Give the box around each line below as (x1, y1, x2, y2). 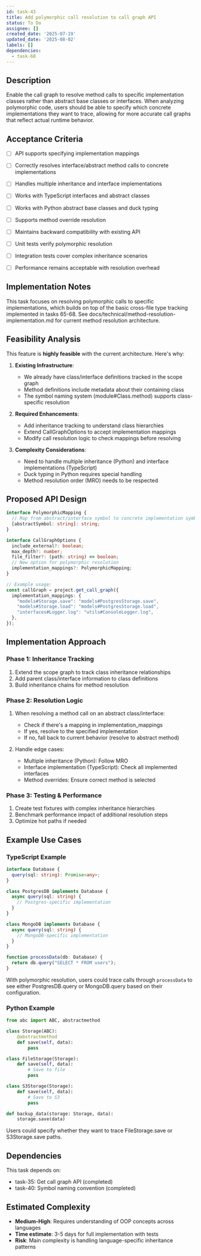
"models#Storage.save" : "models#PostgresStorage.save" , (17, 598, 160, 604)
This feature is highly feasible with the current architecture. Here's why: (6, 350, 184, 357)
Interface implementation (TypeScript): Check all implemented (23, 763, 178, 770)
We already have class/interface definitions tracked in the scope (23, 373, 182, 380)
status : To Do (6, 20, 42, 26)
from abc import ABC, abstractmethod (6, 1017, 100, 1023)
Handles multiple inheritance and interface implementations (14, 180, 163, 187)
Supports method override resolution (14, 216, 106, 223)
